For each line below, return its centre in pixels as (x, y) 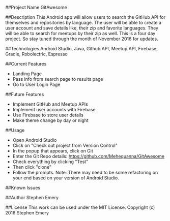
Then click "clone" (32, 167)
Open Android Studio (35, 140)
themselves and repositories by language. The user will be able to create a (83, 23)
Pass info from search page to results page (58, 79)
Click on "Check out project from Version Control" (65, 145)
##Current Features (26, 64)
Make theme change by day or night (51, 120)
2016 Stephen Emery (27, 213)
